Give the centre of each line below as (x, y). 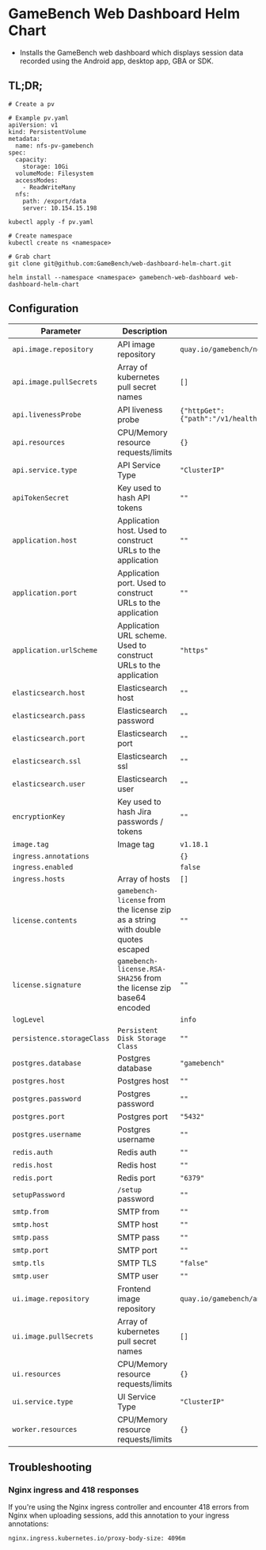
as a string (137, 920)
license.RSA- (142, 969)
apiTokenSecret (41, 497)
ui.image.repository (51, 1299)
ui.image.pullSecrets (53, 1336)
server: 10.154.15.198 (60, 208)
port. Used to (142, 583)
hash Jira (135, 811)
